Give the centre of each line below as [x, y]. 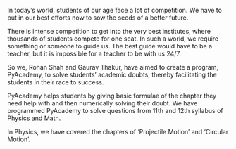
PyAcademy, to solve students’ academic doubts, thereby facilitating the [112, 74]
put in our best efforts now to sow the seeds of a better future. [98, 18]
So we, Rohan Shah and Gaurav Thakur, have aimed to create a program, [113, 67]
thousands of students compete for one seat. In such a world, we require [113, 39]
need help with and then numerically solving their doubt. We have [103, 103]
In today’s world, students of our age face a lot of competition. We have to [114, 10]
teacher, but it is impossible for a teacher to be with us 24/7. [94, 53]
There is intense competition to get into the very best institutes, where [109, 31]
